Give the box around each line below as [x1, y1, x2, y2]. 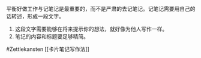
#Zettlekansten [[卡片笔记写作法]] [6, 45, 89, 53]
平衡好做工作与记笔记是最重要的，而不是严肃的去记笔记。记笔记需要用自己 [6, 5, 190, 12]
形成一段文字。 [26, 13, 64, 20]
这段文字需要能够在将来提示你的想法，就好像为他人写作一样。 [14, 26, 168, 32]
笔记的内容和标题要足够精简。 [14, 33, 89, 40]
